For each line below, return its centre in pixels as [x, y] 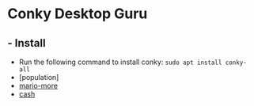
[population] [39, 77]
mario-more [38, 85]
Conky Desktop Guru [78, 14]
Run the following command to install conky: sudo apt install [120, 62]
